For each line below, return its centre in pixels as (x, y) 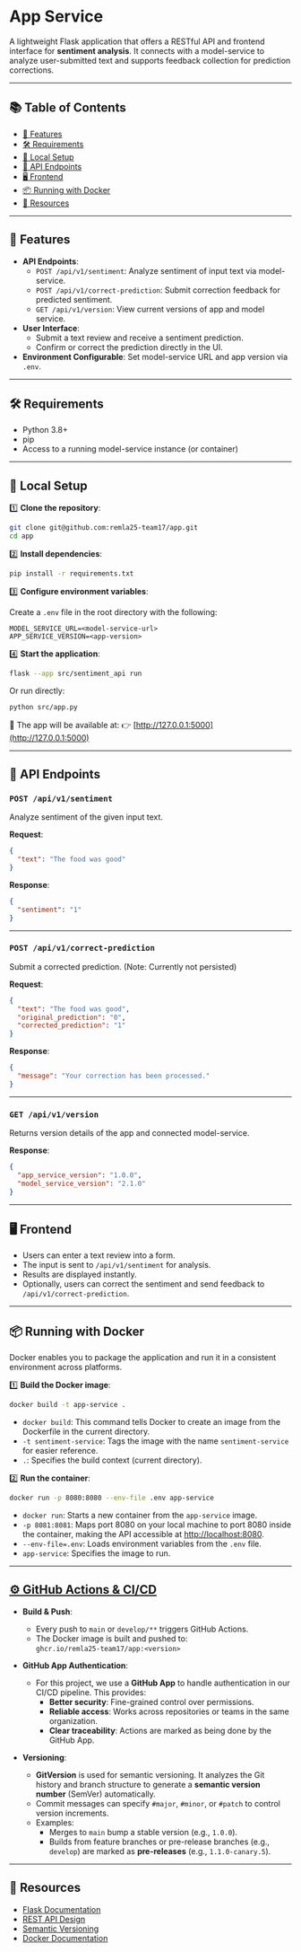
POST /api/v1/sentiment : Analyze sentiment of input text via (146, 270)
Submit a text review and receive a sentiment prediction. (139, 338)
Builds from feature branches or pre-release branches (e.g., (159, 1842)
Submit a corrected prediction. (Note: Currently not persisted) (123, 966)
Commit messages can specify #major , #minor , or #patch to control (158, 1803)
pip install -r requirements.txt (72, 573)
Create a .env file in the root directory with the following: (113, 611)
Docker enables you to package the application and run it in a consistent (143, 1358)
